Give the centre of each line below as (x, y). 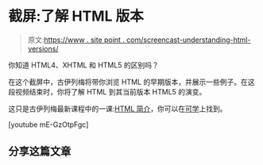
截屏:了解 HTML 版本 (76, 16)
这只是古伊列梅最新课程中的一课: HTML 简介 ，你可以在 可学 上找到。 (118, 109)
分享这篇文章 (40, 152)
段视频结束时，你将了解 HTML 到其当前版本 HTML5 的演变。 (107, 91)
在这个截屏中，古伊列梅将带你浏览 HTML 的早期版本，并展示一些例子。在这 (131, 82)
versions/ (43, 48)
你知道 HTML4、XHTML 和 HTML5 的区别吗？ (83, 65)
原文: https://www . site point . (76, 40)
